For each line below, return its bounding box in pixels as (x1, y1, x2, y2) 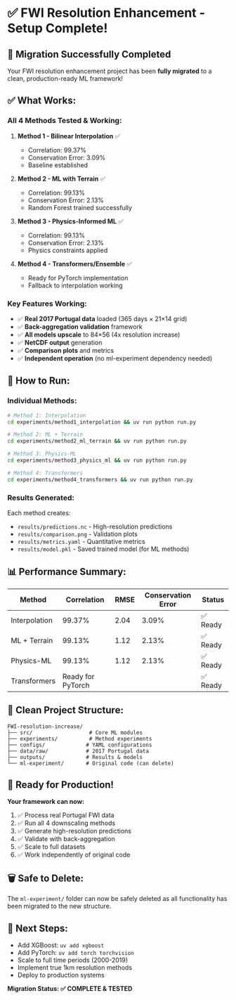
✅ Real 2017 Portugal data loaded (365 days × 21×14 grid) (17, 314, 188, 323)
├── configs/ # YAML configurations (7, 741, 152, 748)
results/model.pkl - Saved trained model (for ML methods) (17, 545, 190, 553)
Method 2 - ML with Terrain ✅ (17, 174, 106, 183)
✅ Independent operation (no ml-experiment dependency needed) (17, 353, 213, 363)
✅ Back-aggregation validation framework (17, 322, 143, 331)
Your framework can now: (7, 798, 85, 806)
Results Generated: (7, 493, 75, 502)
